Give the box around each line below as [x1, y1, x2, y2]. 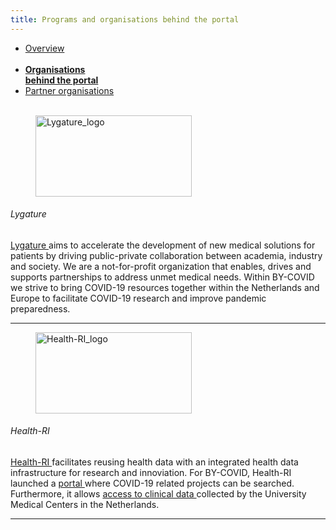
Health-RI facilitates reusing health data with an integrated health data [10, 456, 299, 468]
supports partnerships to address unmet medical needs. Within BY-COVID [10, 271, 315, 283]
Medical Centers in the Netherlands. [10, 499, 160, 511]
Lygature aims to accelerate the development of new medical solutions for [10, 239, 316, 251]
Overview [24, 42, 65, 54]
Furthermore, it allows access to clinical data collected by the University [10, 488, 307, 500]
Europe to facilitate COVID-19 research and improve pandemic [10, 292, 267, 304]
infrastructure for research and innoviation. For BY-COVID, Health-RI [10, 467, 292, 479]
